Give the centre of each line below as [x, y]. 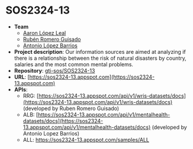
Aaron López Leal [44, 33]
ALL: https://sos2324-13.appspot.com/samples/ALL [86, 140]
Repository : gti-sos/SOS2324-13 [54, 70]
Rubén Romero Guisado [52, 39]
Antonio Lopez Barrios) [51, 133]
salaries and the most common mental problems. [74, 64]
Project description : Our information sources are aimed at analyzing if [100, 51]
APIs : [21, 89]
